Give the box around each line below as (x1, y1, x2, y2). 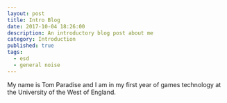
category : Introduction (7, 36, 76, 43)
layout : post (7, 10, 45, 17)
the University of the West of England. (7, 88, 117, 96)
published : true (7, 42, 54, 49)
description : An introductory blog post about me (7, 29, 154, 37)
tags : (7, 49, 23, 56)
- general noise (13, 62, 60, 68)
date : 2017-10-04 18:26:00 (7, 23, 85, 30)
